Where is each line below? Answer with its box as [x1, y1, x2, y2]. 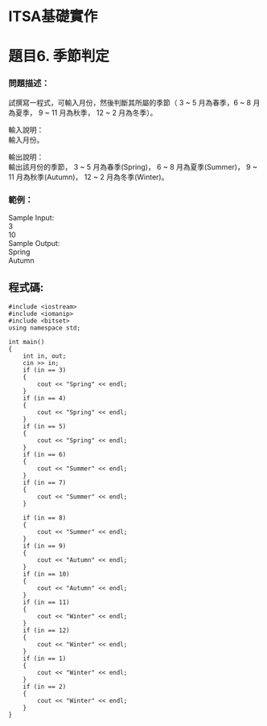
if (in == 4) [23, 394, 67, 402]
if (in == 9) [23, 542, 67, 550]
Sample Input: [8, 212, 55, 222]
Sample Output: [8, 238, 60, 248]
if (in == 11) [23, 598, 70, 606]
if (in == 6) [23, 450, 67, 458]
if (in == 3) [23, 366, 67, 374]
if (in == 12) [23, 626, 70, 634]
